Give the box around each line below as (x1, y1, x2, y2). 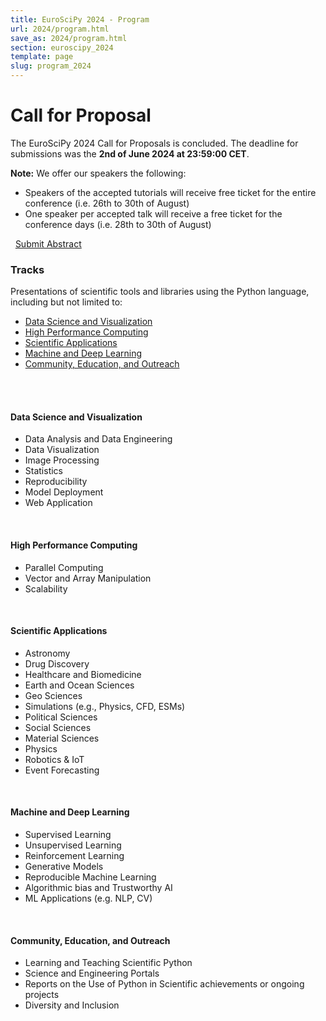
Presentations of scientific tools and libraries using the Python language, (10, 286, 310, 298)
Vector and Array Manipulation (24, 572, 152, 584)
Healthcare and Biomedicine (24, 668, 142, 680)
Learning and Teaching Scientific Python (24, 957, 193, 969)
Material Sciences (24, 732, 100, 744)
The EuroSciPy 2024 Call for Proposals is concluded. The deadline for (10, 137, 299, 149)
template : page (10, 52, 74, 62)
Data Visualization (24, 444, 100, 456)
